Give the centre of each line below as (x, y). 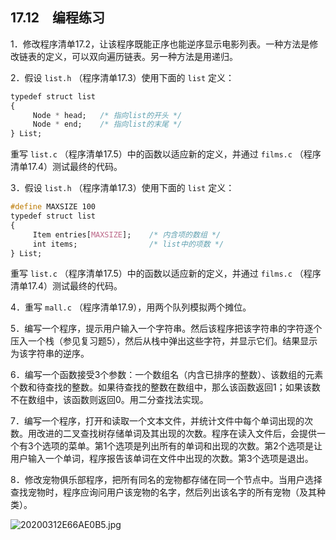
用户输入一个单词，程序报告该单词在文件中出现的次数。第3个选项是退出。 (162, 459)
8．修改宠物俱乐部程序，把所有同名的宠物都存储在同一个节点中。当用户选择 (166, 480)
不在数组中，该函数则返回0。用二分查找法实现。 (109, 400)
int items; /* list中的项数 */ (128, 244)
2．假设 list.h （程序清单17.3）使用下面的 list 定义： (122, 77)
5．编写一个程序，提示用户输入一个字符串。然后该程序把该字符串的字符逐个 (166, 329)
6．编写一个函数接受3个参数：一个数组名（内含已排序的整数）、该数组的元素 (167, 375)
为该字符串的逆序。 (50, 354)
